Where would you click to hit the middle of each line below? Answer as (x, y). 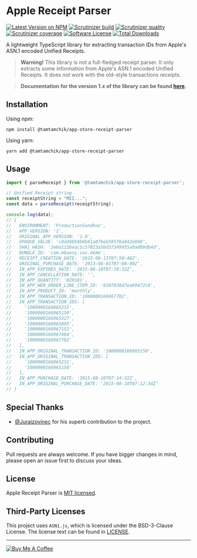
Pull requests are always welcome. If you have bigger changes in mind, (92, 454)
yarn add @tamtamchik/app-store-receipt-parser (65, 151)
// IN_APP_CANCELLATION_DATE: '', (51, 275)
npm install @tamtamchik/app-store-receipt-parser (69, 129)
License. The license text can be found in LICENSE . (68, 532)
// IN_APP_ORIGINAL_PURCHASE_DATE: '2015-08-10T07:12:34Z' (82, 384)
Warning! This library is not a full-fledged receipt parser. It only (97, 62)
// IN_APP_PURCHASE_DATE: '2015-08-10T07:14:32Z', (72, 378)
